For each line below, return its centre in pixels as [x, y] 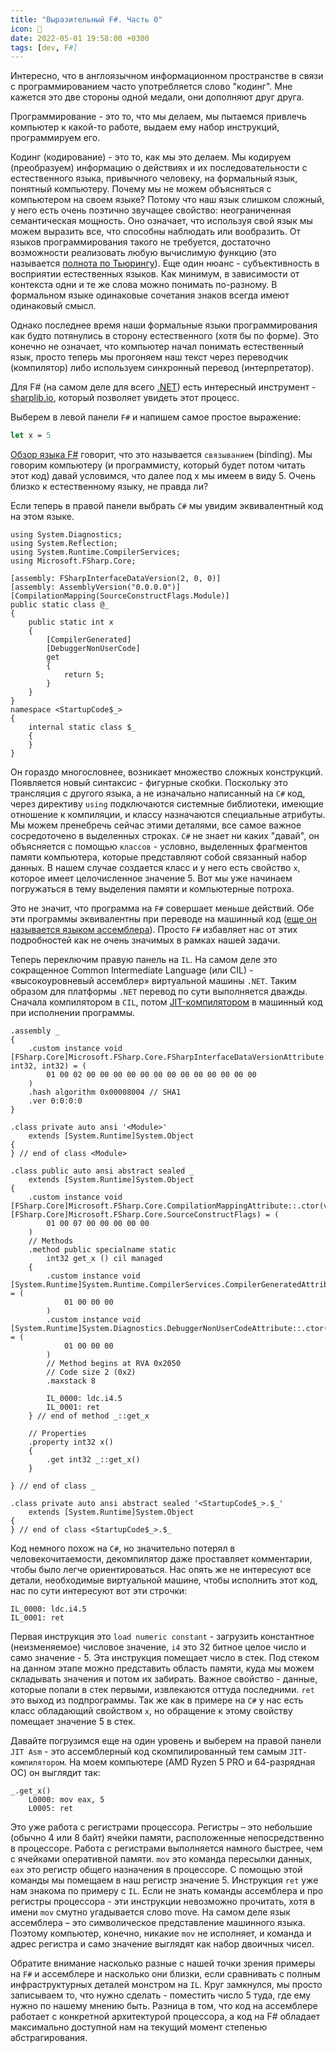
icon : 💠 [26, 29]
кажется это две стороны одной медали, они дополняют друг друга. [157, 97]
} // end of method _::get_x [89, 1416]
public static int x [71, 622]
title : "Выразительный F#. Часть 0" [86, 19]
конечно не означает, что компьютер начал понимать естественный [157, 347]
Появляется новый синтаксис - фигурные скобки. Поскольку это [149, 783]
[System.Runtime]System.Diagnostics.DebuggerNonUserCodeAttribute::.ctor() [171, 1329]
